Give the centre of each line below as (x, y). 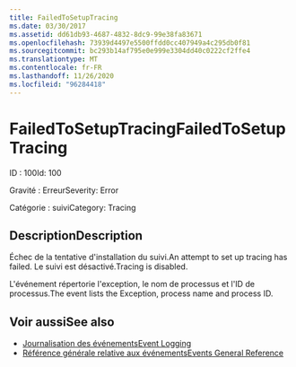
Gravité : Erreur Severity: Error (64, 190)
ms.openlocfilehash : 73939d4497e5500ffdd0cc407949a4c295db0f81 (130, 43)
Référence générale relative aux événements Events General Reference (153, 353)
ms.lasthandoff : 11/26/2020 (62, 76)
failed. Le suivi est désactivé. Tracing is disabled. (99, 267)
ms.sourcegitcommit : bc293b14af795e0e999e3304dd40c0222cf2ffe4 (130, 51)
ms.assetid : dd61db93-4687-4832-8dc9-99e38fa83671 (106, 34)
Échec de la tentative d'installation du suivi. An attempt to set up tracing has (148, 258)
